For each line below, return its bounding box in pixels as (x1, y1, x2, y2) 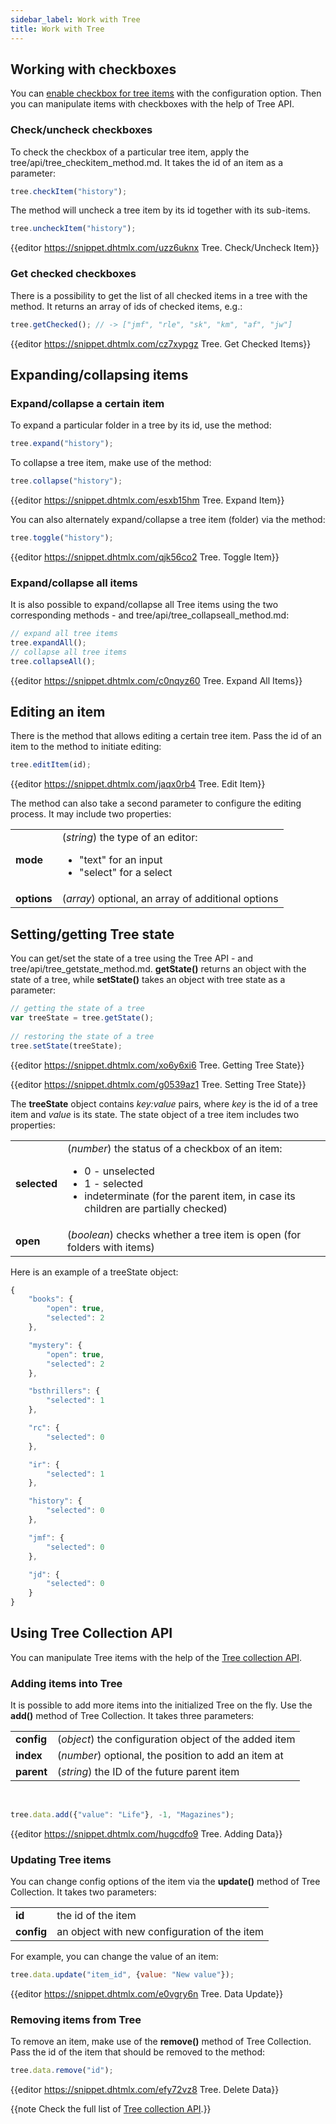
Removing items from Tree (10, 2013, 142, 2027)
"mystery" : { (28, 1340, 83, 1350)
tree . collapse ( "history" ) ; (10, 476, 123, 486)
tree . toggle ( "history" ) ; (10, 532, 114, 543)
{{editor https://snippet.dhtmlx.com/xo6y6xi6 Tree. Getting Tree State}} (10, 1059, 305, 1071)
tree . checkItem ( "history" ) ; (10, 186, 128, 196)
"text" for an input (79, 853, 163, 867)
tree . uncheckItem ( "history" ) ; (10, 224, 137, 234)
